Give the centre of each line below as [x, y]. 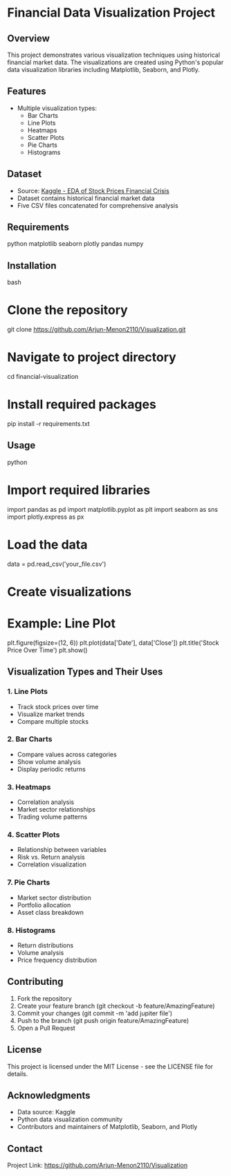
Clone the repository [67, 310]
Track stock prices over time [58, 706]
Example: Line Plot [62, 624]
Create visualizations [70, 592]
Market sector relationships [56, 810]
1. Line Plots [28, 692]
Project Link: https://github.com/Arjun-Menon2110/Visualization [98, 1166]
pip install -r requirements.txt [48, 424]
